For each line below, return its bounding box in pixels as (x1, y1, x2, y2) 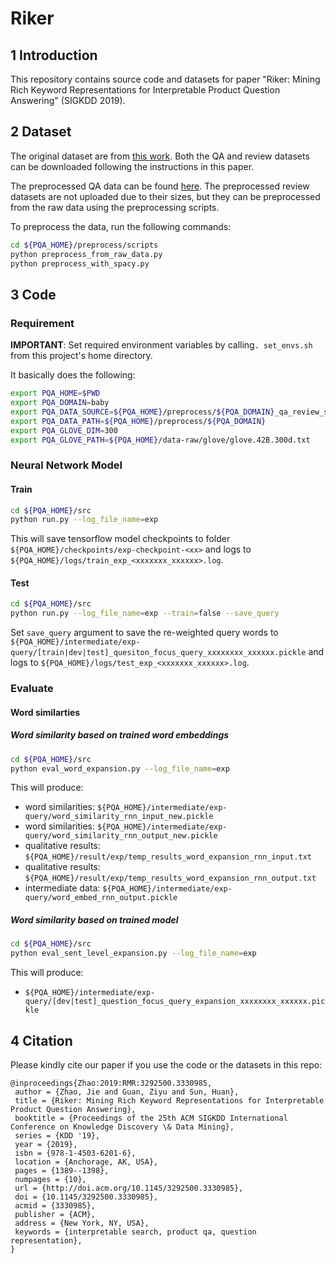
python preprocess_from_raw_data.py (10, 249, 163, 259)
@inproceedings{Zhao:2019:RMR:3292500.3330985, (10, 1078, 213, 1088)
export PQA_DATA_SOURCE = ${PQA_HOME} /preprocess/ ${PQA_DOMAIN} (10, 407, 275, 417)
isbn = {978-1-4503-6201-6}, (14, 1148, 137, 1158)
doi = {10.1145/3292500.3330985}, (14, 1192, 159, 1202)
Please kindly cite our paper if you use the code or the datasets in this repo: (10, 1058, 323, 1071)
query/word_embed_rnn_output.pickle (24, 893, 178, 903)
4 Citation (10, 1032, 73, 1049)
